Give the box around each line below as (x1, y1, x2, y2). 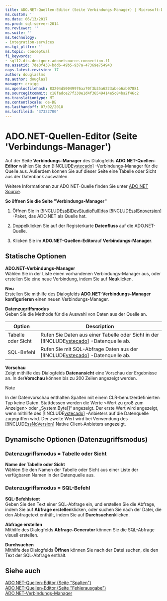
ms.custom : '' (5, 12, 35, 17)
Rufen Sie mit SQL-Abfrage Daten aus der (40, 346, 138, 353)
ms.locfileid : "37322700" (5, 109, 59, 115)
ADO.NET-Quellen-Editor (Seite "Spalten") (5, 580, 91, 586)
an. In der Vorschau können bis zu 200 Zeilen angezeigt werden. (5, 375, 138, 381)
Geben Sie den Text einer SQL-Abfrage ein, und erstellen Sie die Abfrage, (5, 501, 156, 507)
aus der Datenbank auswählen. (5, 173, 69, 179)
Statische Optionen (5, 252, 67, 260)
